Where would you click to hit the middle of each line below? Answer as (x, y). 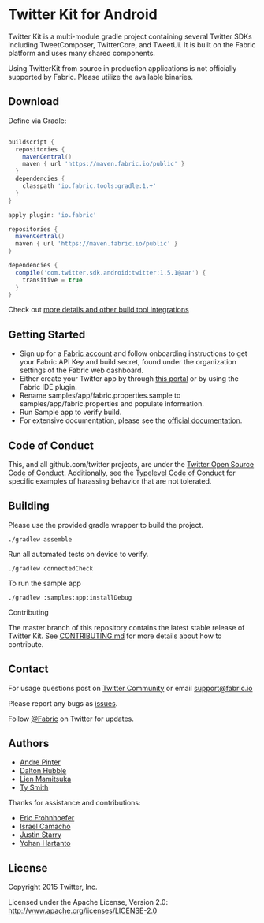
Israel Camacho (45, 827)
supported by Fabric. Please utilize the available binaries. (101, 77)
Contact (28, 669)
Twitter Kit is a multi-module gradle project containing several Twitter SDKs (130, 36)
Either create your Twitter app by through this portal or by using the (129, 379)
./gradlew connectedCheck (50, 568)
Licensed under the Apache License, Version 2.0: (88, 902)
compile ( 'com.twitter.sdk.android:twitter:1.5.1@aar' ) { (111, 273)
